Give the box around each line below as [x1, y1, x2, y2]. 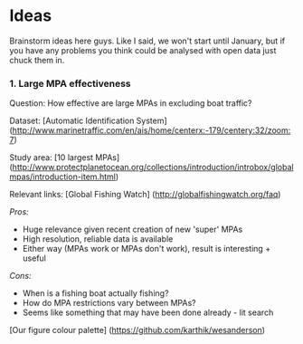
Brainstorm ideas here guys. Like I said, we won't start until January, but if [9, 35, 286, 46]
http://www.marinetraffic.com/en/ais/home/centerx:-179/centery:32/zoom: [12, 125, 291, 136]
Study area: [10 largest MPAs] [9, 152, 120, 163]
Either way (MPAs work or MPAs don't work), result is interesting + [22, 244, 271, 254]
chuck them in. [9, 54, 65, 65]
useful [22, 253, 47, 263]
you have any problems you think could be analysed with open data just [9, 44, 277, 55]
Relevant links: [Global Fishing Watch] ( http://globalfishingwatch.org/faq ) [9, 189, 281, 200]
